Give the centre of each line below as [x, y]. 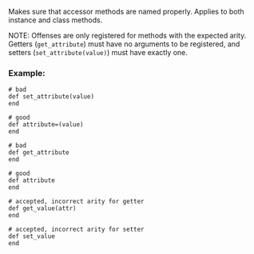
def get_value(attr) [43, 208]
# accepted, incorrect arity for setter [77, 230]
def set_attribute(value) [51, 97]
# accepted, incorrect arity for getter [77, 202]
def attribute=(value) [46, 125]
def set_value [32, 236]
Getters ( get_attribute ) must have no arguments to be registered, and [124, 44]
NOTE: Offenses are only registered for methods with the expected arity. [127, 36]
